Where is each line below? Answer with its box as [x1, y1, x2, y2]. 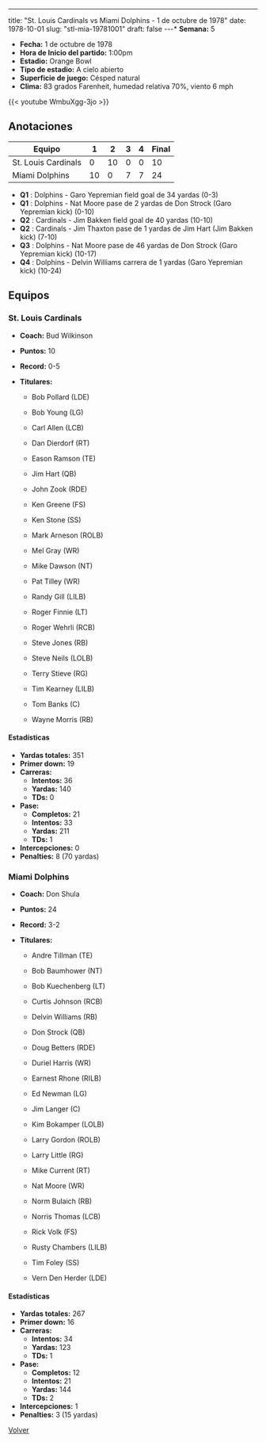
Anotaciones [8, 120, 73, 133]
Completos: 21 [31, 809, 81, 819]
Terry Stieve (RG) [31, 668, 89, 678]
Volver [8, 1425, 29, 1435]
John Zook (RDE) [31, 484, 88, 494]
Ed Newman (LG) [31, 1089, 87, 1098]
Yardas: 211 [31, 826, 70, 836]
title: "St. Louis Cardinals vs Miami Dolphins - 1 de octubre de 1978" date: [8, 16, 247, 25]
